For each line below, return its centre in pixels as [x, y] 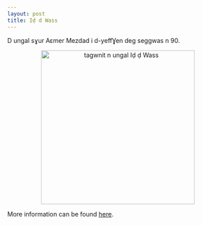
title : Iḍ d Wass [33, 20]
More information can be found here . [60, 214]
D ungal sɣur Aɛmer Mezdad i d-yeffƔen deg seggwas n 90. [94, 40]
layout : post [26, 14]
